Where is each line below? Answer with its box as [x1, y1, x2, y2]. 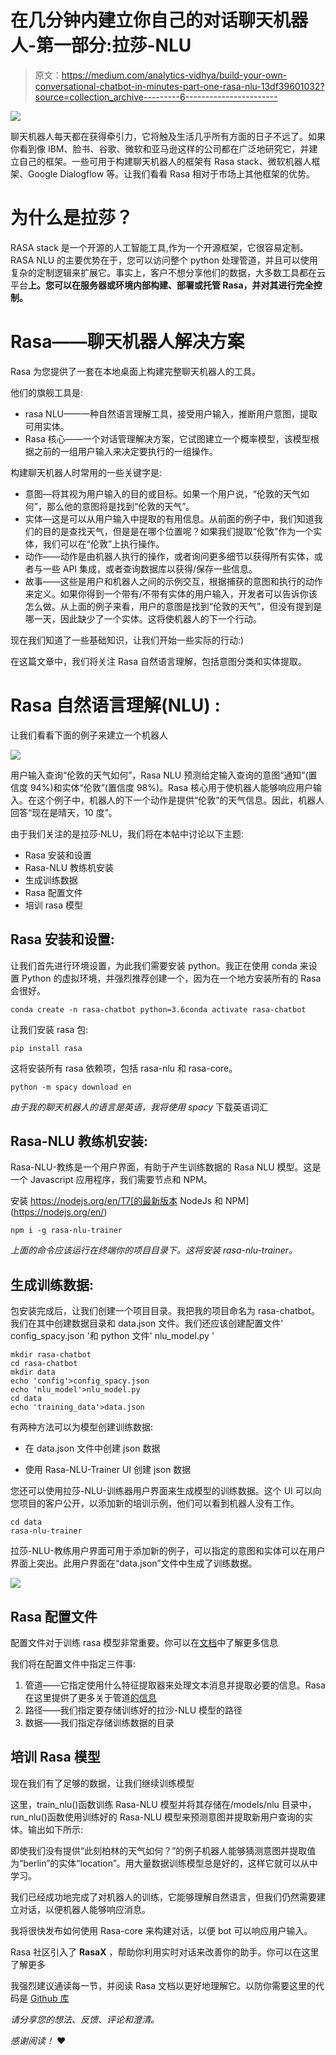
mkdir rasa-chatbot [10, 1350, 92, 1360]
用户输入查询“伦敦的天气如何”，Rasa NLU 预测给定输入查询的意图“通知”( [10, 769, 309, 781]
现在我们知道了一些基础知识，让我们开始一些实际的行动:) [10, 634, 245, 646]
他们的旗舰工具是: [10, 386, 84, 398]
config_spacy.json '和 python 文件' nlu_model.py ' [10, 1330, 215, 1342]
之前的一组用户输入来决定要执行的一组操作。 [33, 445, 218, 457]
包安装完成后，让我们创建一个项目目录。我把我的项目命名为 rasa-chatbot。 [10, 1305, 321, 1317]
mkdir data [10, 1367, 56, 1378]
